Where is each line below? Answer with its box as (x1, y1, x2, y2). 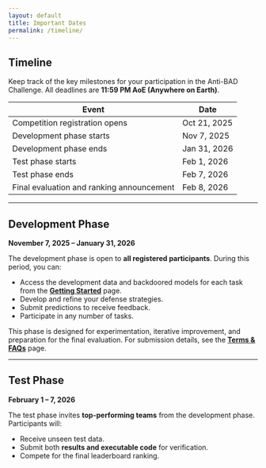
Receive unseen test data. (19, 434, 104, 443)
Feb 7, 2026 (181, 169, 229, 180)
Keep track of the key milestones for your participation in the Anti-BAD (8, 77, 238, 86)
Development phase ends (12, 144, 108, 155)
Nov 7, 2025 (181, 130, 230, 141)
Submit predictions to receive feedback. (19, 303, 150, 312)
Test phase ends (12, 169, 74, 180)
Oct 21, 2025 (181, 117, 234, 129)
